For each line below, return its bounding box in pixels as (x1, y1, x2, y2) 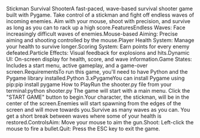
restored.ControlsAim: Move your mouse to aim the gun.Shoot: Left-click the (6, 119, 194, 126)
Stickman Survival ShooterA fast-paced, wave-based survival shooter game (6, 5, 193, 12)
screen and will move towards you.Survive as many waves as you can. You (6, 106, 190, 113)
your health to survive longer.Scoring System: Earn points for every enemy (6, 43, 190, 50)
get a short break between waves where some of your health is (6, 112, 162, 120)
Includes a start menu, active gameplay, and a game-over (6, 62, 148, 69)
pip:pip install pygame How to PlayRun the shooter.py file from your (6, 81, 172, 88)
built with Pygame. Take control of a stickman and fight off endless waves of (6, 11, 195, 18)
